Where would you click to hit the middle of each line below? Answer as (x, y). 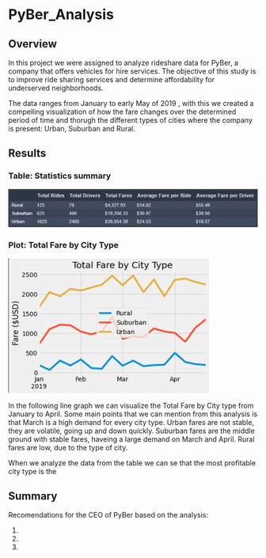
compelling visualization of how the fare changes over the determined (122, 112)
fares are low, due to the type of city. (68, 447)
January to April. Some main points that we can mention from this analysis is (133, 414)
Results (27, 153)
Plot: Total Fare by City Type (63, 245)
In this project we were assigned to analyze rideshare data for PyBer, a (123, 63)
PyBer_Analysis (61, 15)
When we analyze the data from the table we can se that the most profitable (132, 463)
